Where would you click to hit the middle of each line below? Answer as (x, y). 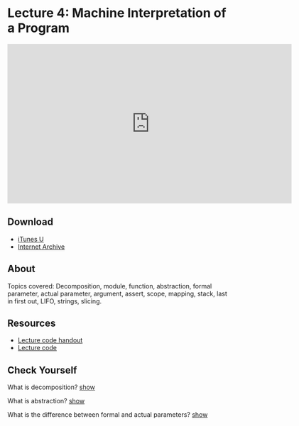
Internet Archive (41, 247)
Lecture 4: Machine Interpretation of (117, 13)
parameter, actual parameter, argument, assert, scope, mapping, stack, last (117, 293)
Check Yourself (42, 370)
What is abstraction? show (46, 401)
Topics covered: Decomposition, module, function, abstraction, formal (110, 286)
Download (30, 222)
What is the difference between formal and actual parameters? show (108, 415)
